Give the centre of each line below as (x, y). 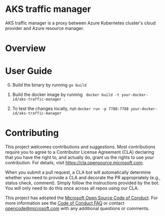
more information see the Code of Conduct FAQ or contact (65, 203)
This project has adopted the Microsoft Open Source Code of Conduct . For (82, 198)
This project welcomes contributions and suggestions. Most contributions (80, 147)
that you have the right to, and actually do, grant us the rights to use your (80, 157)
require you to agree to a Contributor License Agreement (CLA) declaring (80, 152)
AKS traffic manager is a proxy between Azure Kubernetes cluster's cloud (81, 23)
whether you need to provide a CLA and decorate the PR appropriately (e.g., (83, 177)
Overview (26, 49)
